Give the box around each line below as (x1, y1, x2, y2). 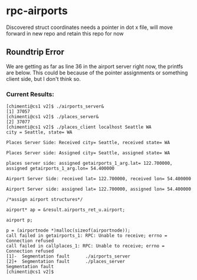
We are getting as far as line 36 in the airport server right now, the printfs (6, 63, 183, 70)
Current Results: (6, 90, 54, 98)
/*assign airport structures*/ (6, 197, 83, 203)
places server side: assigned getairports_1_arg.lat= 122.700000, (6, 161, 173, 167)
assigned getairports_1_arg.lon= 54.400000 (6, 165, 115, 172)
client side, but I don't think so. (6, 75, 81, 82)
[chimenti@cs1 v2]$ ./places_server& (6, 114, 99, 120)
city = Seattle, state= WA (6, 129, 73, 135)
